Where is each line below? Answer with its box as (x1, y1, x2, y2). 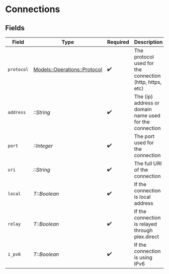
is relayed (134, 221, 157, 228)
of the (134, 167, 148, 173)
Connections (5, 4, 60, 15)
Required (107, 39, 129, 45)
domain (134, 106, 152, 113)
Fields (5, 24, 25, 32)
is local (134, 193, 151, 200)
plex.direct (134, 233, 159, 240)
